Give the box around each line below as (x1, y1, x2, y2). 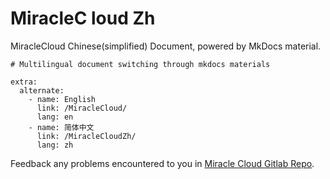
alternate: (19, 85, 65, 96)
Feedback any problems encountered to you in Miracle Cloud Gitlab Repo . (10, 157, 315, 169)
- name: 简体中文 (28, 122, 95, 132)
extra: (10, 77, 38, 87)
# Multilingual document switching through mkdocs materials (10, 59, 271, 69)
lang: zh (36, 140, 74, 150)
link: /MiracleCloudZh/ (36, 131, 137, 141)
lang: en (36, 112, 74, 122)
